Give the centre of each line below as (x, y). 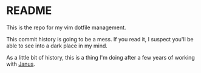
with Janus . (21, 64)
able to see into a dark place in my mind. (57, 46)
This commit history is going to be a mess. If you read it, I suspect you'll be (100, 39)
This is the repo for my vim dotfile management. (66, 27)
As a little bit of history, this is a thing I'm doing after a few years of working (101, 57)
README (29, 11)
